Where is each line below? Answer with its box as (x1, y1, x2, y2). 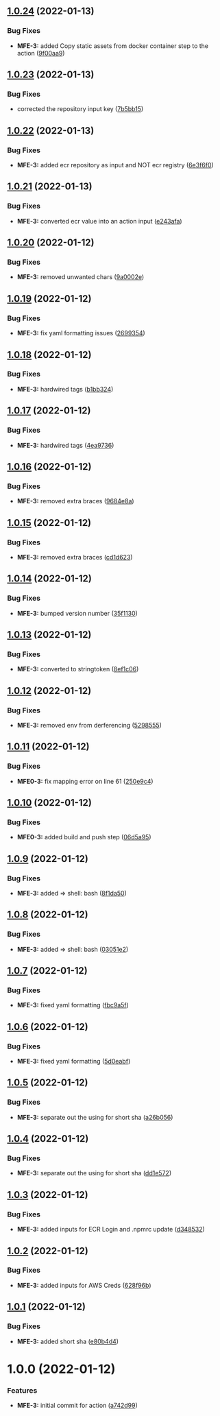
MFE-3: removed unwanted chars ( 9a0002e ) (16, 273, 145, 281)
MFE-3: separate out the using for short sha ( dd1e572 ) (16, 1169, 172, 1177)
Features (7, 1385, 38, 1395)
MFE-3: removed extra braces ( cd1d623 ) (16, 553, 133, 561)
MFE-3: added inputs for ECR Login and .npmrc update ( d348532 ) (16, 1225, 206, 1234)
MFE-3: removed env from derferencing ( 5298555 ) (16, 721, 162, 729)
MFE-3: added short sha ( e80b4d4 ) (16, 1337, 119, 1345)
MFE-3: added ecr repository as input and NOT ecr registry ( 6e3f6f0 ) (16, 161, 214, 169)
